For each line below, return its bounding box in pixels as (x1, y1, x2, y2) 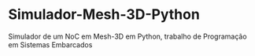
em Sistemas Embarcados (8, 39, 93, 49)
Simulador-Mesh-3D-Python (8, 6, 201, 24)
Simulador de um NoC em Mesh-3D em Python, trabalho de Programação (8, 32, 247, 41)
